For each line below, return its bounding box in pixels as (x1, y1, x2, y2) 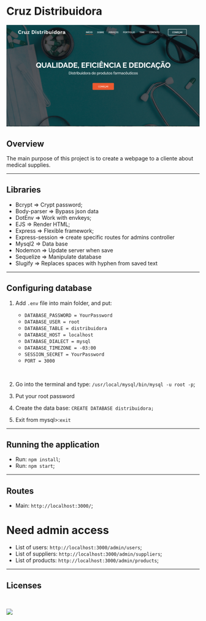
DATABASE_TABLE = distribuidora (24, 325, 107, 331)
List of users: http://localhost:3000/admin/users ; (15, 544, 142, 551)
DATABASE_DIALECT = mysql (24, 338, 91, 344)
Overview (6, 138, 45, 149)
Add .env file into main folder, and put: (15, 299, 112, 307)
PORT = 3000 (24, 358, 55, 364)
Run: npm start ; (15, 462, 55, 470)
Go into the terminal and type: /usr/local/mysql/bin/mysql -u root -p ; (15, 380, 196, 388)
